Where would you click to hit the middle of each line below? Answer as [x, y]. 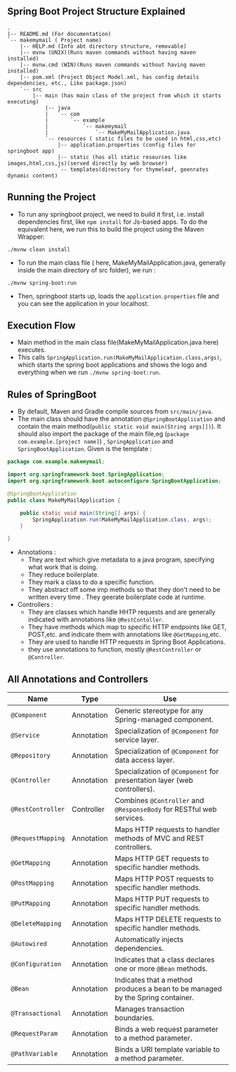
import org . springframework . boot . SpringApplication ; [86, 474]
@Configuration [36, 964]
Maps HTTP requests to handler [167, 829]
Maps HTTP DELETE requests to [168, 919]
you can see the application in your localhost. [83, 303]
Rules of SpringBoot [52, 395]
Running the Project [52, 197]
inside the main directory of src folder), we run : [86, 270]
